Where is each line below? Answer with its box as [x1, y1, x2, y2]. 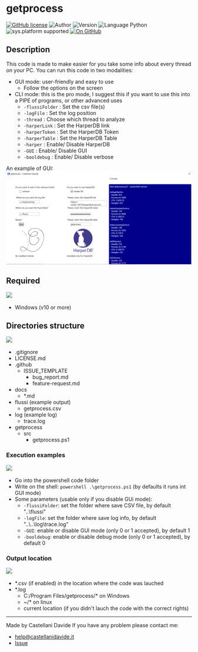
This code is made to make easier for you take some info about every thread [6, 60, 192, 67]
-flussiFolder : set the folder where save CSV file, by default [23, 502, 171, 509]
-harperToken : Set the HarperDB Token [23, 128, 119, 135]
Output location [6, 554, 52, 562]
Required [6, 276, 40, 286]
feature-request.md [32, 380, 80, 387]
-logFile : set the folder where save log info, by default [23, 514, 157, 521]
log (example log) [14, 411, 58, 418]
